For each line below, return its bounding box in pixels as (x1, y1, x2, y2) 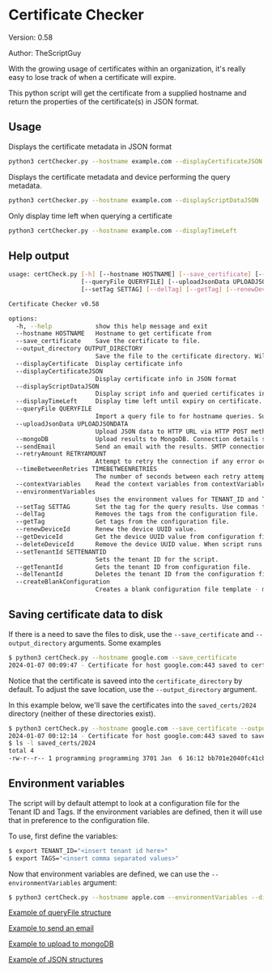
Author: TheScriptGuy (8, 48, 82, 57)
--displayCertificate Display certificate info (15, 359, 183, 367)
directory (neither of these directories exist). (8, 708, 156, 718)
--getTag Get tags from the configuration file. (15, 518, 230, 526)
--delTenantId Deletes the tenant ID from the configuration (15, 571, 255, 579)
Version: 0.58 (8, 32, 53, 42)
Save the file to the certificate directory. (95, 352, 252, 361)
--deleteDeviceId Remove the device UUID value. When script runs (15, 540, 263, 548)
